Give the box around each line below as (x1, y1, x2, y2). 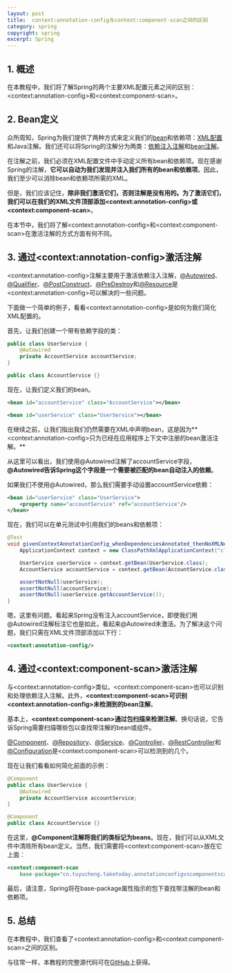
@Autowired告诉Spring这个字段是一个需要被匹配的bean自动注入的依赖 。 (7, 465, 217, 474)
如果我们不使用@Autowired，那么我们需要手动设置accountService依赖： (7, 480, 214, 488)
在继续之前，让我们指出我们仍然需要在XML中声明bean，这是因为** (7, 425, 198, 433)
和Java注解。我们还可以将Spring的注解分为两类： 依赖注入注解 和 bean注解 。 (7, 142, 223, 150)
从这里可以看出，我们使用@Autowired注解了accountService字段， (7, 457, 196, 465)
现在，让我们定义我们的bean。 (7, 385, 95, 393)
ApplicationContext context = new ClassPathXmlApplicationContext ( (19, 547, 217, 554)
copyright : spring (7, 29, 60, 37)
